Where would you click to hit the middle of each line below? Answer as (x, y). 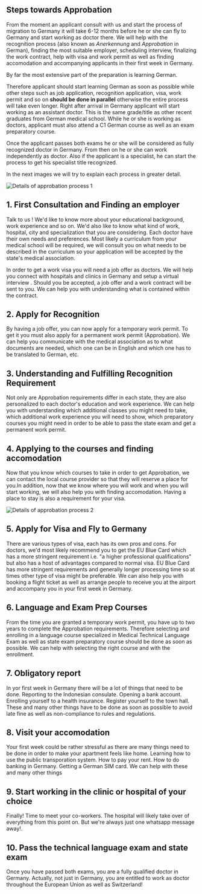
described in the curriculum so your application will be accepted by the (95, 251)
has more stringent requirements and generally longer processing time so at (101, 569)
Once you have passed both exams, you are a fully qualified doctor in (93, 871)
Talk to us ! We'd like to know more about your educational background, (96, 219)
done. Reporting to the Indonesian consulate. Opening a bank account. (94, 694)
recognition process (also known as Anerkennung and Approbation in (93, 44)
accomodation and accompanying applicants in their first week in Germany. (100, 63)
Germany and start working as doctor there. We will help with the (87, 37)
